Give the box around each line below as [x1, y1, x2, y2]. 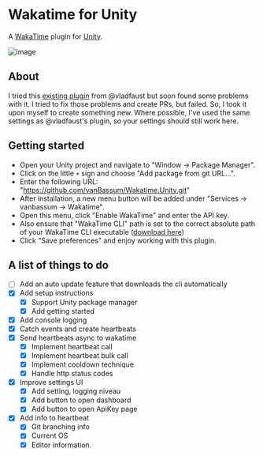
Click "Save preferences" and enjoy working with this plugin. [19, 236, 217, 245]
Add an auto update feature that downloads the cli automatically [19, 279, 228, 289]
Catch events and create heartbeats [19, 324, 136, 334]
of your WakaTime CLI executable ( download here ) [19, 227, 185, 236]
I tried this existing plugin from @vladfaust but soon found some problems [8, 91, 249, 100]
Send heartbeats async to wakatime [19, 333, 137, 342]
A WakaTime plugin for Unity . [8, 32, 102, 41]
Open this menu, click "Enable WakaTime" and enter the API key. [19, 210, 230, 220]
